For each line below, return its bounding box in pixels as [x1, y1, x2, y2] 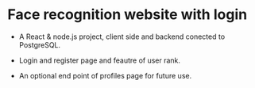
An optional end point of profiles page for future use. [18, 71, 192, 80]
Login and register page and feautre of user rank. [18, 55, 180, 65]
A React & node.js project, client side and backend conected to [18, 32, 226, 41]
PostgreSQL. [18, 40, 61, 49]
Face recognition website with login [7, 6, 248, 24]
